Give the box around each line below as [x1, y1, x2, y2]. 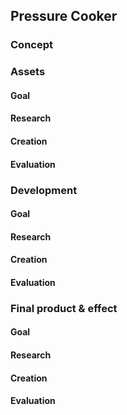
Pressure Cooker [10, 8, 118, 25]
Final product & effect [10, 301, 118, 315]
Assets [10, 65, 46, 79]
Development [10, 183, 78, 197]
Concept [10, 38, 53, 52]
